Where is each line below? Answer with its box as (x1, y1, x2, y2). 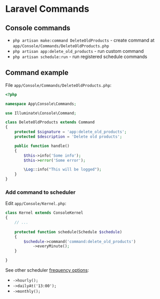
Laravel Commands (5, 3, 89, 15)
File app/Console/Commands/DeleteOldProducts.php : (5, 82, 111, 88)
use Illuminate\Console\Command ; (5, 110, 77, 116)
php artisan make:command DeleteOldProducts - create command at (12, 37, 155, 43)
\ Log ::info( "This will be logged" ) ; (24, 167, 102, 172)
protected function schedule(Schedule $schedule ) (14, 229, 123, 234)
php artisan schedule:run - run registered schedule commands (12, 53, 147, 60)
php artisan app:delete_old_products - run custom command (12, 48, 144, 54)
